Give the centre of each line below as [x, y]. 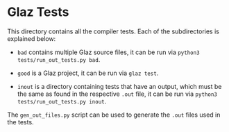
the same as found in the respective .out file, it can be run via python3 [117, 94]
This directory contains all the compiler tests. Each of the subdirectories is [113, 31]
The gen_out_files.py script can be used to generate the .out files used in [114, 115]
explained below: [32, 38]
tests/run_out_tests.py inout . [62, 101]
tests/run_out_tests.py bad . [59, 59]
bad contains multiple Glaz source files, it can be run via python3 [108, 52]
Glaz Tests [38, 12]
